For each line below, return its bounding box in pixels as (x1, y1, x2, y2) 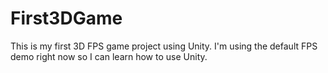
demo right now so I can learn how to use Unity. (10, 50, 208, 62)
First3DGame (10, 7, 123, 30)
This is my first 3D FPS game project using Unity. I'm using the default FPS (10, 40, 318, 52)
